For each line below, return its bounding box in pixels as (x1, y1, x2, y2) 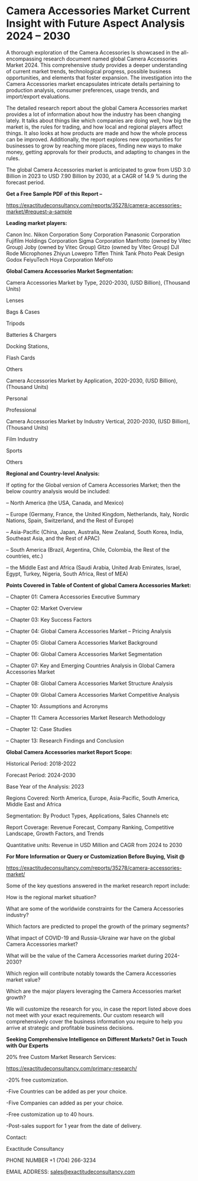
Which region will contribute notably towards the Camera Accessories (6, 970, 177, 977)
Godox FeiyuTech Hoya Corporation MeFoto (6, 256, 113, 263)
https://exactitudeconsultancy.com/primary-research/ (6, 1064, 137, 1072)
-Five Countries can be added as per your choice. (6, 1087, 128, 1095)
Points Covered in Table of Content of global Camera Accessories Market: (6, 581, 191, 588)
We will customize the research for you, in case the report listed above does (6, 1005, 191, 1012)
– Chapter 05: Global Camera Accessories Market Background (6, 639, 158, 646)
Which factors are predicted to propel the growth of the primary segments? (6, 922, 189, 930)
